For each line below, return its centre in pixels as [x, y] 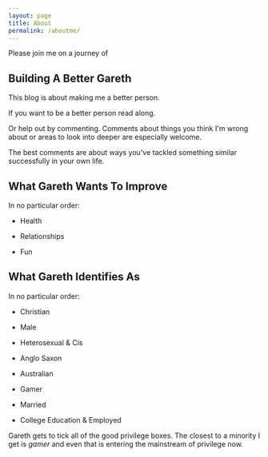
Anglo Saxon [41, 358]
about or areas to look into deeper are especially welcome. [105, 137]
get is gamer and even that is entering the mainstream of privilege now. [126, 443]
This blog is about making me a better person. [84, 97]
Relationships [42, 236]
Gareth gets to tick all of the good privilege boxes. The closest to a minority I [134, 435]
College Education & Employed [70, 419]
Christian [35, 312]
